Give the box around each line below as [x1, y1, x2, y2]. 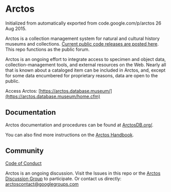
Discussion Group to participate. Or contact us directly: [5, 175, 122, 182]
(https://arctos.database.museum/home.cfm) [5, 93, 101, 99]
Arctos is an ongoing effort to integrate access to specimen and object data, [5, 56, 166, 62]
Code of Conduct [5, 160, 42, 166]
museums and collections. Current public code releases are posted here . [5, 40, 159, 47]
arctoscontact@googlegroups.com [5, 181, 79, 187]
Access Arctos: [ [5, 88, 40, 94]
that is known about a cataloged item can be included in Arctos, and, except [5, 67, 165, 73]
